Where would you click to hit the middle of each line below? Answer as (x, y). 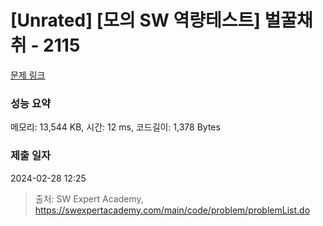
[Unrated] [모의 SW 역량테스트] (135, 20)
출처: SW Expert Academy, (89, 198)
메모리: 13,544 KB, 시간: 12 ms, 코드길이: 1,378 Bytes (115, 127)
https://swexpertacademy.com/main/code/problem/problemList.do (172, 210)
